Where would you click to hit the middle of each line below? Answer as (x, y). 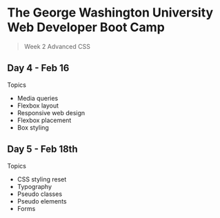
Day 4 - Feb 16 (38, 68)
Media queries (38, 98)
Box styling (33, 127)
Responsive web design (51, 112)
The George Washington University (110, 13)
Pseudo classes (40, 194)
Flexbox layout (38, 106)
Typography (34, 186)
